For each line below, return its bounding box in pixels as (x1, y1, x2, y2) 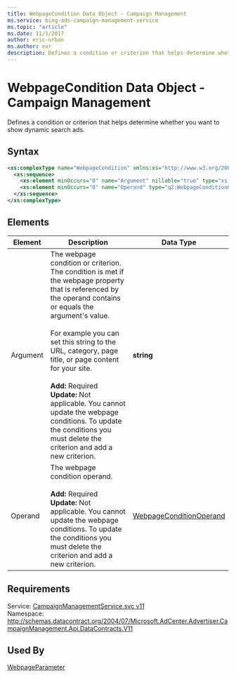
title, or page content (50, 354, 119, 364)
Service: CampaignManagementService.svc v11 (7, 601, 145, 610)
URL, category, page (50, 346, 118, 356)
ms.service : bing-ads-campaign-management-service (7, 17, 159, 24)
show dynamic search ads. (7, 125, 86, 133)
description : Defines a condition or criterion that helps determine (7, 50, 216, 57)
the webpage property (50, 275, 124, 285)
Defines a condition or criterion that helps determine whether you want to (7, 117, 220, 126)
